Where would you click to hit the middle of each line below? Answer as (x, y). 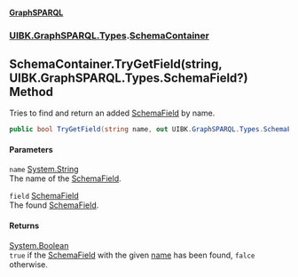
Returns (24, 226)
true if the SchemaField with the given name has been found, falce (132, 255)
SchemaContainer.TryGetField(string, (116, 63)
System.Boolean (39, 245)
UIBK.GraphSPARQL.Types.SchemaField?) (129, 78)
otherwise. (29, 264)
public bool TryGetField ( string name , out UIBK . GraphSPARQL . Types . (137, 130)
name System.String (44, 170)
